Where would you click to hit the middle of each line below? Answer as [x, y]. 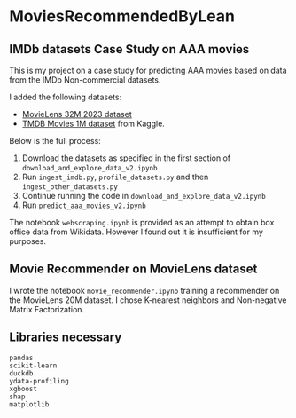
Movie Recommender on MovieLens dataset [133, 269]
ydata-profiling [39, 381]
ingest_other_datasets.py [70, 187]
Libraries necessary [66, 338]
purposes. [28, 241]
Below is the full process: [55, 141]
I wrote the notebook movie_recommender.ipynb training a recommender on [144, 290]
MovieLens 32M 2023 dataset [77, 114]
